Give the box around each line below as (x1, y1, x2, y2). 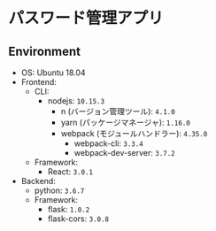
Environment (8, 43, 81, 58)
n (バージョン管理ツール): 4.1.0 (60, 106, 176, 116)
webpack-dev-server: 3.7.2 (73, 148, 176, 158)
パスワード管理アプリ (8, 8, 165, 28)
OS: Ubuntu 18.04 (20, 67, 86, 78)
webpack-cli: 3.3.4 (73, 138, 143, 149)
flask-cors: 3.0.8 (47, 213, 110, 224)
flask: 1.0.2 (47, 204, 90, 214)
